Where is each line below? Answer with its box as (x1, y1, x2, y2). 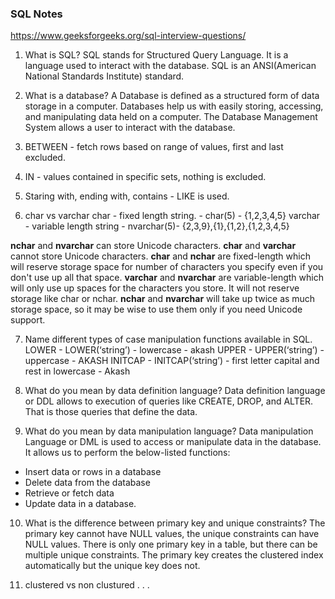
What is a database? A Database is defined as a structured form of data (24, 90, 320, 102)
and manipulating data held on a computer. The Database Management (24, 111, 318, 123)
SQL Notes (10, 7, 63, 21)
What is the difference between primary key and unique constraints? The (24, 517, 326, 529)
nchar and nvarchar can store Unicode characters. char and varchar (10, 240, 297, 252)
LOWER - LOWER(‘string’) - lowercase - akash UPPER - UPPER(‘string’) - (24, 344, 325, 356)
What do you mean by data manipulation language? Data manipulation (24, 425, 314, 437)
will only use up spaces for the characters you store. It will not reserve (10, 282, 300, 294)
